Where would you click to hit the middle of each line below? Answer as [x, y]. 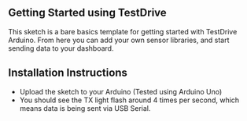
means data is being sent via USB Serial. [85, 108]
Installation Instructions [68, 73]
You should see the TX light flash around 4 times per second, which [129, 100]
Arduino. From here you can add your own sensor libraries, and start [119, 40]
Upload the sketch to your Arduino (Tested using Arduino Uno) [121, 91]
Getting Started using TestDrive [87, 13]
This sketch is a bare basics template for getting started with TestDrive [123, 31]
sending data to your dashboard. [61, 48]
